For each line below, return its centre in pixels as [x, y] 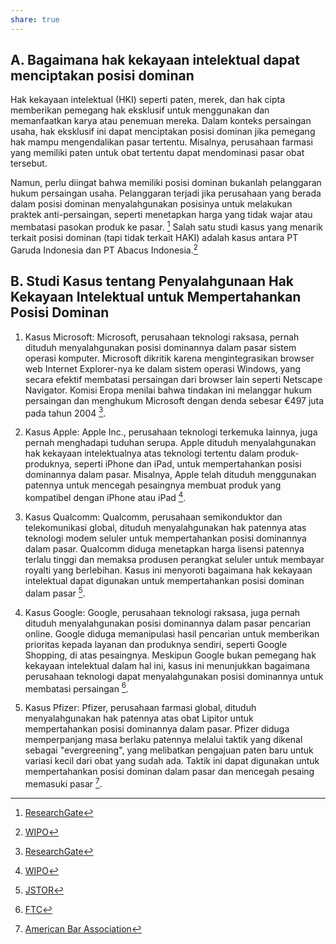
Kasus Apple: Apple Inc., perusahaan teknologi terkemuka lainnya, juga [171, 432]
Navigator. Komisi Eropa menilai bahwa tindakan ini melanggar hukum [168, 390]
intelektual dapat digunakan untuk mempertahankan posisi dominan [164, 580]
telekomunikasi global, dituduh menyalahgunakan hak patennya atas [165, 527]
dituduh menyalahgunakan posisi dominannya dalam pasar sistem [160, 347]
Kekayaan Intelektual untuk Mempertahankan [156, 297]
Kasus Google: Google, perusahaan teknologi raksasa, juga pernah [162, 612]
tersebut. [29, 163]
